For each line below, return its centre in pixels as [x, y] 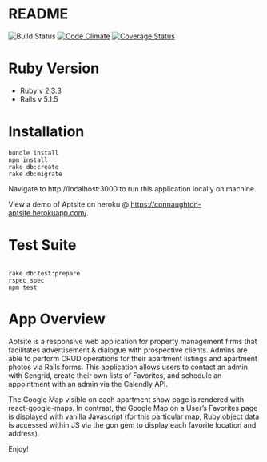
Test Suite [42, 245]
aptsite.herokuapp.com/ [48, 212]
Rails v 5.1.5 [39, 99]
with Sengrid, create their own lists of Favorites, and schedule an [115, 375]
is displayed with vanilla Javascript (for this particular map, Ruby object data [134, 416]
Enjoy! [19, 448]
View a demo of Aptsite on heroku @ [69, 204]
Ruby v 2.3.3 [40, 90]
